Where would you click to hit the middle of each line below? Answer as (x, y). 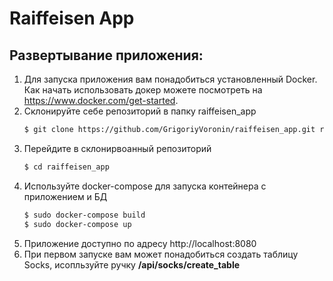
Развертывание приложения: (106, 55)
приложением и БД (65, 196)
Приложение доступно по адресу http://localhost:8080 (140, 243)
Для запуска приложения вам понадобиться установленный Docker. (170, 79)
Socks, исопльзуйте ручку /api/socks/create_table (132, 264)
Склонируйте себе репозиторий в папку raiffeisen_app (140, 111)
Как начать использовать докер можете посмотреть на (143, 90)
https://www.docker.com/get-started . (101, 100)
